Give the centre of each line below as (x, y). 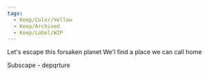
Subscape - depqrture (39, 65)
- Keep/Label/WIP (38, 33)
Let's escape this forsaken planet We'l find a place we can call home (104, 52)
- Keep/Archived (37, 26)
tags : (15, 13)
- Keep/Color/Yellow (43, 20)
